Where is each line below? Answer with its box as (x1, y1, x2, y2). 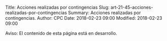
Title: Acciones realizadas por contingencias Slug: (5, 5, 110, 10)
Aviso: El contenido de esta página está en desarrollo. (5, 30, 117, 36)
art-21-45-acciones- (110, 5, 153, 10)
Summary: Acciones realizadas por (68, 10, 141, 16)
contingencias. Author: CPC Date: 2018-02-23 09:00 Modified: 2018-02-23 (5, 15, 162, 21)
